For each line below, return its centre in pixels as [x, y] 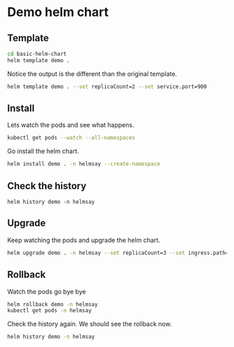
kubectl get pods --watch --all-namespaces [71, 138]
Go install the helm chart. [43, 152]
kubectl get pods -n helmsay [49, 311]
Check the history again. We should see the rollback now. [89, 324]
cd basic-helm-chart [37, 54]
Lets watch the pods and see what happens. [71, 125]
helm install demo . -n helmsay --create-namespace [84, 164]
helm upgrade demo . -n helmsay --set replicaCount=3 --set [96, 253]
